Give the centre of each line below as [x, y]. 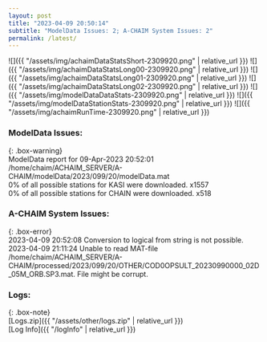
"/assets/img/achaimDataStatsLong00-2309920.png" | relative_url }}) [134, 70]
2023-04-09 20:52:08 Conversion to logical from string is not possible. [126, 240]
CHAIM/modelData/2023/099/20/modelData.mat [89, 176]
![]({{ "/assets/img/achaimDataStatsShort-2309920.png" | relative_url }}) [128, 61]
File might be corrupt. [113, 274]
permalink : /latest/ [43, 38]
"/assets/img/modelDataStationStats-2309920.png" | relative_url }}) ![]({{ [129, 104]
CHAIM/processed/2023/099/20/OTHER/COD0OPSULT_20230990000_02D [134, 265]
